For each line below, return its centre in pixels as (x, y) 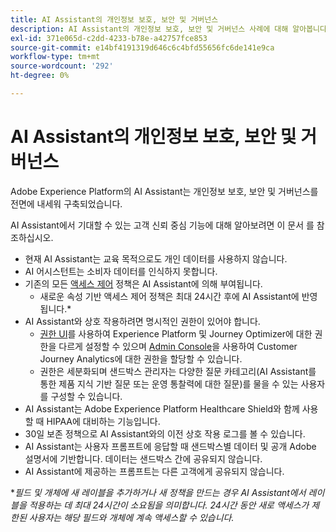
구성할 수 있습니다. (86, 396)
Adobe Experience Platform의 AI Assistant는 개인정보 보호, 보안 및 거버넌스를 (164, 191)
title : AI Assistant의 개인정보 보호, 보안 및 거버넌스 (114, 19)
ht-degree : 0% (40, 76)
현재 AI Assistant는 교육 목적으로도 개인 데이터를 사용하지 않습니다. (156, 258)
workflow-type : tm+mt (55, 57)
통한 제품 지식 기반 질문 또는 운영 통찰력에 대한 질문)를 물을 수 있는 (169, 383)
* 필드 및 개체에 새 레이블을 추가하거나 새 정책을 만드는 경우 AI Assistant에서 (158, 492)
